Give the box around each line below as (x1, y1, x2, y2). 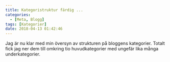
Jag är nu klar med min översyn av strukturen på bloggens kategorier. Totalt (5, 40, 165, 46)
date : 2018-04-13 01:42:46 (5, 26, 63, 32)
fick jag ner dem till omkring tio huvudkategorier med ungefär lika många (5, 46, 159, 52)
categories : (5, 12, 31, 17)
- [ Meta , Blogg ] (10, 17, 44, 22)
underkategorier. (5, 51, 41, 57)
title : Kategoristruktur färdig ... (5, 7, 83, 13)
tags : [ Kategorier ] (5, 21, 47, 27)
